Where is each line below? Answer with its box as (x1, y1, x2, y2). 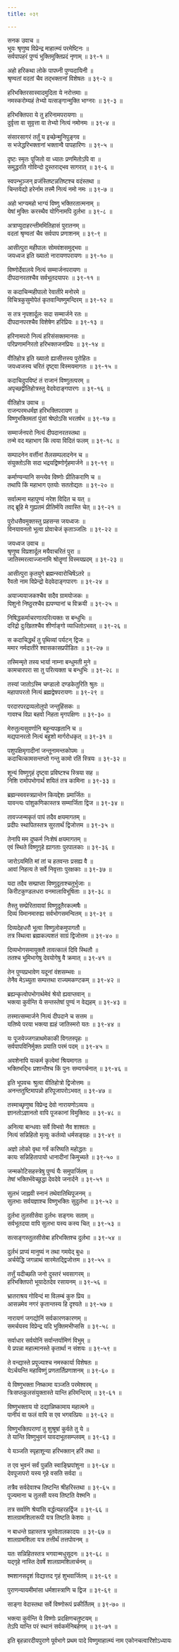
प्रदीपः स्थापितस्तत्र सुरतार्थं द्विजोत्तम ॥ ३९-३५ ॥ (7, 820, 114, 829)
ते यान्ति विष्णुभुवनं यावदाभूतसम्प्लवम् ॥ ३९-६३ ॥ (7, 1432, 116, 1441)
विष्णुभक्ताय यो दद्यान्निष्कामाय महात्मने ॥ (7, 1402, 94, 1410)
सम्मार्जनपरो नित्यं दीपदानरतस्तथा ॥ (7, 428, 86, 436)
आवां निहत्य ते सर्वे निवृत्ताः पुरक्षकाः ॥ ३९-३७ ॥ (7, 865, 112, 873)
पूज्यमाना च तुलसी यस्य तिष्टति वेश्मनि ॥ (7, 1490, 97, 1499)
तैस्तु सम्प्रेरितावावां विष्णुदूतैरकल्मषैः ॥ (7, 901, 87, 910)
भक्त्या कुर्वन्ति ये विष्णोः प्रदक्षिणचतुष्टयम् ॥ (7, 1614, 98, 1622)
